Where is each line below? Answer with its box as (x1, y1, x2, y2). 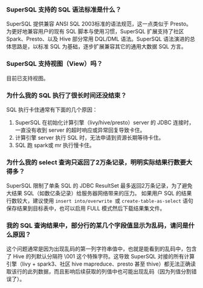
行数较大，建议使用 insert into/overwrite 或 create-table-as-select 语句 (6, 197, 193, 205)
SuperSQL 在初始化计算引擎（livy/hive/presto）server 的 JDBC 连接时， (14, 119, 195, 126)
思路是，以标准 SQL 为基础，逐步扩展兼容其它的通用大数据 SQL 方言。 (11, 43, 187, 50)
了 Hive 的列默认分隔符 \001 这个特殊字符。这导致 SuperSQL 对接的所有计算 (6, 253, 195, 260)
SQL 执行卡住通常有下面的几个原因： (6, 106, 98, 113)
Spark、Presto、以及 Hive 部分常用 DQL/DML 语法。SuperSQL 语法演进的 (6, 35, 190, 43)
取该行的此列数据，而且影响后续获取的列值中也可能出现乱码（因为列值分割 (6, 268, 192, 275)
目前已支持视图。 (6, 74, 49, 82)
